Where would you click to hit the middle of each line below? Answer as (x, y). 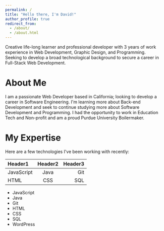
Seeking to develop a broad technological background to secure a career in (82, 57)
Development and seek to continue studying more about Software (72, 107)
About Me (26, 83)
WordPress (24, 224)
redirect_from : (21, 24)
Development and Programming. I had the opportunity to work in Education (82, 112)
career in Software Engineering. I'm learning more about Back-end (73, 102)
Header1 (18, 163)
